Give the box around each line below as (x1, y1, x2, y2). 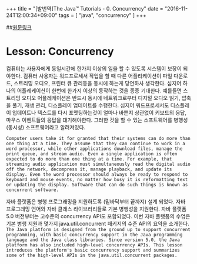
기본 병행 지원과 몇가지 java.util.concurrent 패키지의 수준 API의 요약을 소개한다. (6, 220, 189, 227)
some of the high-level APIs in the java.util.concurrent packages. (6, 252, 178, 258)
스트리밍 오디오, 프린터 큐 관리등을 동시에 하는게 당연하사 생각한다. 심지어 (14, 79, 182, 86)
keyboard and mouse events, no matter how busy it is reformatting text (6, 176, 188, 182)
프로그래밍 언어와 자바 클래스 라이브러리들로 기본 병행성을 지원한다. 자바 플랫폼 (6, 205, 187, 212)
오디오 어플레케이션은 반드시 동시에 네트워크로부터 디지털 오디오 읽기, (21, 94, 181, 101)
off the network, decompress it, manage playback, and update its (6, 166, 172, 172)
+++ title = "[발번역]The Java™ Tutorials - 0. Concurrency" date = (6, 5, 163, 12)
